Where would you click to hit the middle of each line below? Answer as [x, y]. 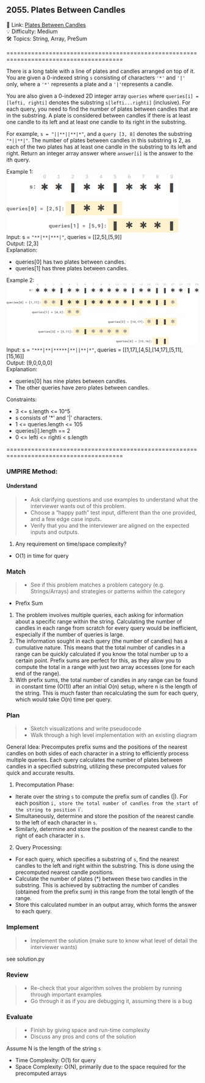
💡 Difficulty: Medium [32, 31]
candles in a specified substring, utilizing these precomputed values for [96, 766]
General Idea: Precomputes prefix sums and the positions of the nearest [97, 747]
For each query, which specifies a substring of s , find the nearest [97, 859]
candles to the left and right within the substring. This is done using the [104, 866]
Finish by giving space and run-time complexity [90, 1030]
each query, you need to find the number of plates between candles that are [102, 109]
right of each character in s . [50, 836]
